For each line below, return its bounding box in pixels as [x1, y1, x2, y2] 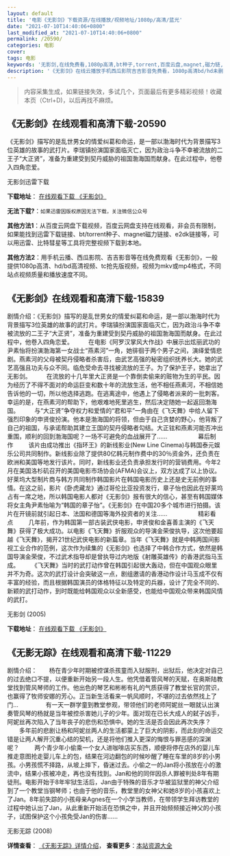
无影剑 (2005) [7, 610, 47, 618]
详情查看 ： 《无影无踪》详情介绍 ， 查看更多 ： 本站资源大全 [7, 841, 172, 849]
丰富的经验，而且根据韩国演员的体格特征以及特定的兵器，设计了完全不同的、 [7, 578, 223, 587]
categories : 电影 [7, 42, 55, 49]
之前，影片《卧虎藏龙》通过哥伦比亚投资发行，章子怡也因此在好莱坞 [30, 484, 223, 492]
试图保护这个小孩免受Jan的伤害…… [18, 812, 118, 820]
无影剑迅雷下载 [7, 178, 49, 186]
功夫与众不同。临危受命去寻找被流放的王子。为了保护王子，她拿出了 [30, 363, 223, 372]
